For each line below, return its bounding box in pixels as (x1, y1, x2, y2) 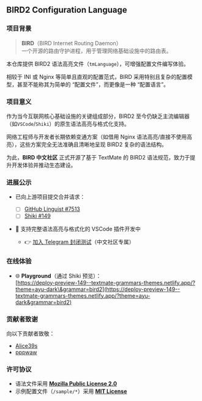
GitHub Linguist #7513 (24, 205, 81, 213)
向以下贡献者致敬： (6, 330, 55, 337)
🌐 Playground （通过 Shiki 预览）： (15, 272, 102, 279)
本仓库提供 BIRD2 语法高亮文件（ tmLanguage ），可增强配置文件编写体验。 (6, 60, 190, 67)
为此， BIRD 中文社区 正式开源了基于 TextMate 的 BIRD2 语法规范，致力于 (6, 153, 190, 161)
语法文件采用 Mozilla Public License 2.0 (15, 380, 118, 388)
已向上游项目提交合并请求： (15, 193, 86, 200)
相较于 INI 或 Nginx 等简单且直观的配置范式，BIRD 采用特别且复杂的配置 (6, 73, 188, 80)
